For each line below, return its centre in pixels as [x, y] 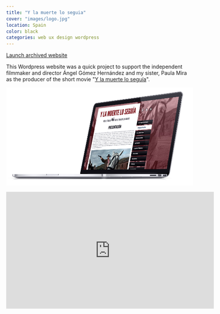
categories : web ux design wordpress [53, 38]
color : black [22, 31]
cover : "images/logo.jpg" [38, 19]
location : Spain [26, 25]
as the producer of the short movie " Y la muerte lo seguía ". [78, 80]
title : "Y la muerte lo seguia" [46, 12]
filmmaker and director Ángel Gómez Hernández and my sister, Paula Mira [97, 73]
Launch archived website [37, 55]
